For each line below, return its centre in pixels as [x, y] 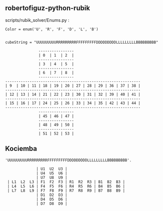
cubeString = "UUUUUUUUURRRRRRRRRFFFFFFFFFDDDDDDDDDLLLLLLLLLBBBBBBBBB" [82, 42]
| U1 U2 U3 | [52, 169]
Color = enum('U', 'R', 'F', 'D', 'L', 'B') [52, 29]
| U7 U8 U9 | [52, 177]
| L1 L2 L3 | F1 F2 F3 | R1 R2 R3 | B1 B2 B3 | [66, 182]
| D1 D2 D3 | [52, 195]
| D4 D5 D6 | [52, 199]
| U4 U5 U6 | [52, 173]
